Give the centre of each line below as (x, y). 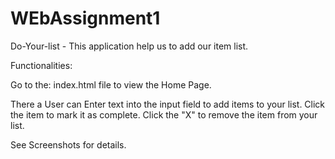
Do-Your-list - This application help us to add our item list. (129, 46)
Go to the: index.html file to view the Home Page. (111, 84)
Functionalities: (41, 65)
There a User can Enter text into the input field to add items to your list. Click (168, 104)
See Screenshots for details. (68, 144)
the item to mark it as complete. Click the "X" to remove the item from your (164, 114)
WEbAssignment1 (85, 18)
